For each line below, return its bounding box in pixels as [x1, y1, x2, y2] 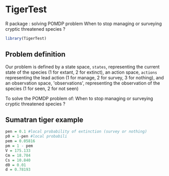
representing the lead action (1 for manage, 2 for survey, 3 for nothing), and [5, 74, 164, 80]
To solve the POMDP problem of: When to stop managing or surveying [5, 95, 153, 101]
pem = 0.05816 [5, 139, 36, 144]
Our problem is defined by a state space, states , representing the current [5, 63, 160, 70]
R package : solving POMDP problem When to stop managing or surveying [5, 20, 162, 27]
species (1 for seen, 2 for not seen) [5, 85, 79, 92]
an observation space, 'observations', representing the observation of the [5, 80, 160, 86]
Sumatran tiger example [5, 116, 84, 124]
